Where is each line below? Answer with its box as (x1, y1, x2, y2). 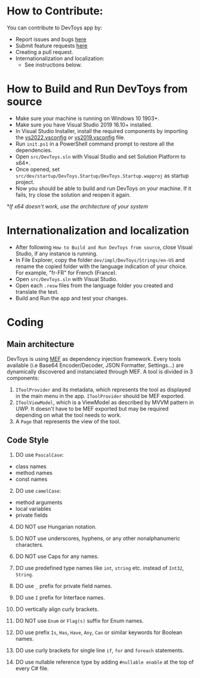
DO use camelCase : (15, 487, 61, 494)
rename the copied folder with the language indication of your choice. (15, 263, 187, 270)
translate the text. (15, 288, 59, 295)
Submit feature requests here (15, 42, 88, 49)
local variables (15, 505, 51, 512)
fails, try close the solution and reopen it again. (15, 191, 131, 198)
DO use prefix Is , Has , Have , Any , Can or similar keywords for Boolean (15, 628, 183, 636)
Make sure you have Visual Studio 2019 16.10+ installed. (15, 121, 153, 128)
